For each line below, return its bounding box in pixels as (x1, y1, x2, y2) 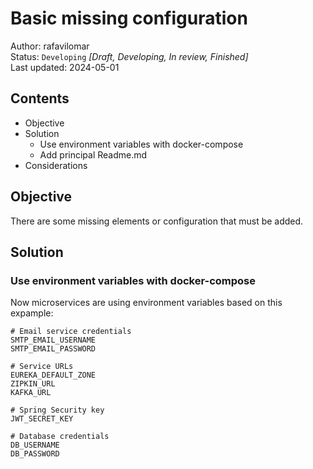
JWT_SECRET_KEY (10, 414, 74, 424)
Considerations (24, 159, 88, 171)
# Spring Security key (10, 405, 105, 416)
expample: (10, 307, 54, 319)
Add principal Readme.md (39, 148, 148, 161)
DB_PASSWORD (10, 449, 60, 459)
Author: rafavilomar (10, 40, 90, 52)
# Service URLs (10, 362, 74, 372)
